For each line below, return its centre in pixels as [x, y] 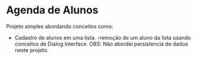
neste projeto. [32, 50]
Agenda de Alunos [52, 10]
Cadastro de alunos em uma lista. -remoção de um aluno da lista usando [103, 37]
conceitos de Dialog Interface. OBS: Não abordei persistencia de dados [101, 44]
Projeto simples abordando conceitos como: [60, 26]
